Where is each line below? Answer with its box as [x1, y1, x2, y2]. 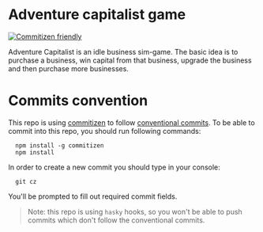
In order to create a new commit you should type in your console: [8, 162, 221, 172]
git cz [15, 177, 37, 185]
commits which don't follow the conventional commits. [27, 215, 205, 225]
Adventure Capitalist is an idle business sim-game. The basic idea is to [8, 47, 239, 56]
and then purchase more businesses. [8, 63, 129, 73]
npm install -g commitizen [15, 141, 104, 150]
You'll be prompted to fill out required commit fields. [8, 192, 178, 201]
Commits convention [8, 92, 148, 110]
